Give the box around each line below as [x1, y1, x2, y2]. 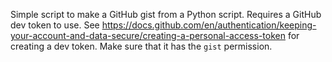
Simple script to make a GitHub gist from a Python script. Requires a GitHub [10, 9, 322, 20]
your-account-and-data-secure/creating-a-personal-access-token [10, 30, 286, 41]
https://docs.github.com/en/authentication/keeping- [101, 19, 317, 31]
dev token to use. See [10, 19, 100, 31]
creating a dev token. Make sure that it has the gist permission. [10, 40, 273, 52]
